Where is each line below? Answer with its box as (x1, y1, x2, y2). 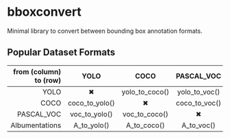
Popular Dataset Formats (7, 47, 116, 58)
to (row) (34, 75, 62, 85)
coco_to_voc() (175, 98, 221, 108)
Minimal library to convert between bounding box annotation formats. (7, 27, 203, 35)
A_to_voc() (181, 121, 216, 130)
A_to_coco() (125, 121, 166, 130)
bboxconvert (7, 4, 82, 20)
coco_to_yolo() (67, 98, 115, 108)
